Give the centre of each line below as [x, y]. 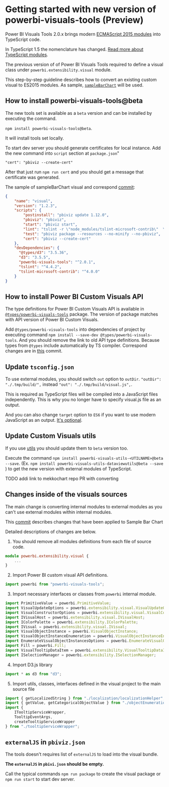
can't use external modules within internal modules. [59, 512]
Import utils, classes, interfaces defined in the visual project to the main [87, 683]
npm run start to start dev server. [40, 779]
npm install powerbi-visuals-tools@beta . [49, 128]
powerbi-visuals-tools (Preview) [74, 20]
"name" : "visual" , [33, 201]
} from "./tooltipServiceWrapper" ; [43, 726]
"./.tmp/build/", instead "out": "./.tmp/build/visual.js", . [69, 384]
